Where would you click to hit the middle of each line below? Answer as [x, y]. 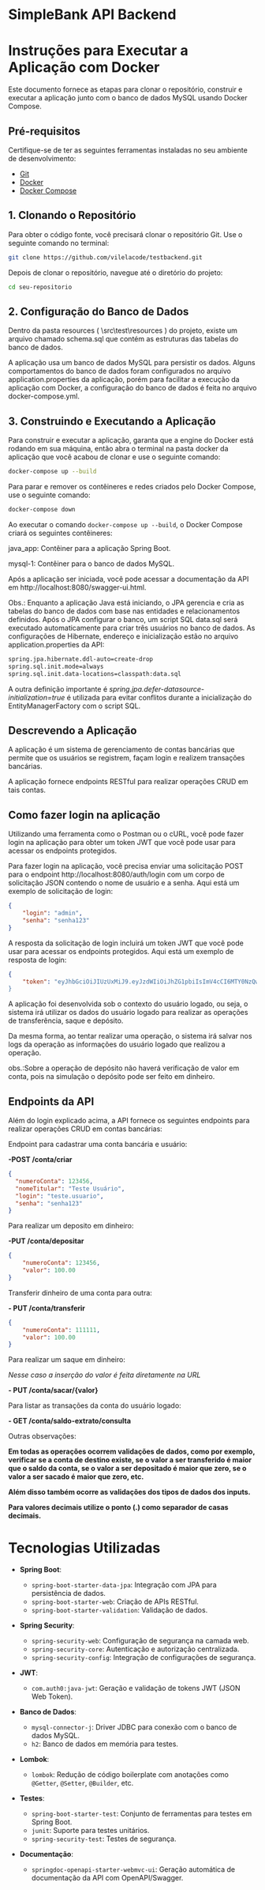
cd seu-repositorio [40, 287]
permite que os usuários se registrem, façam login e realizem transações [127, 758]
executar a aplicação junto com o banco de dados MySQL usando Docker [128, 98]
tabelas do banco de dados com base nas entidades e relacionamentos [124, 611]
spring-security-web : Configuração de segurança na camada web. [140, 1641]
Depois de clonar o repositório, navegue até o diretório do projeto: [116, 272]
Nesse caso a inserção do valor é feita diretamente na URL [105, 1375]
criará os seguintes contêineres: [60, 533]
